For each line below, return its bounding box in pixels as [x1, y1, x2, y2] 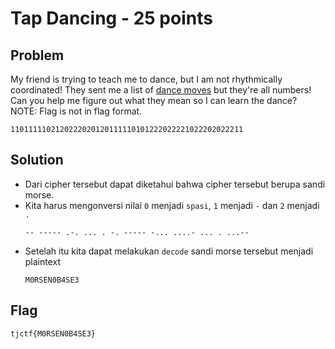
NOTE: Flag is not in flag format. [10, 105, 143, 117]
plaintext [24, 255, 62, 267]
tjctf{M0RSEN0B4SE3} [10, 328, 97, 339]
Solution [10, 152, 64, 169]
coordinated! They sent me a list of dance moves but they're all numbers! [10, 84, 312, 96]
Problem [10, 47, 65, 64]
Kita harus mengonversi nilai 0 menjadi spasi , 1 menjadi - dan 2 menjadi [24, 199, 320, 211]
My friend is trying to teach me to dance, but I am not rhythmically [10, 73, 283, 85]
